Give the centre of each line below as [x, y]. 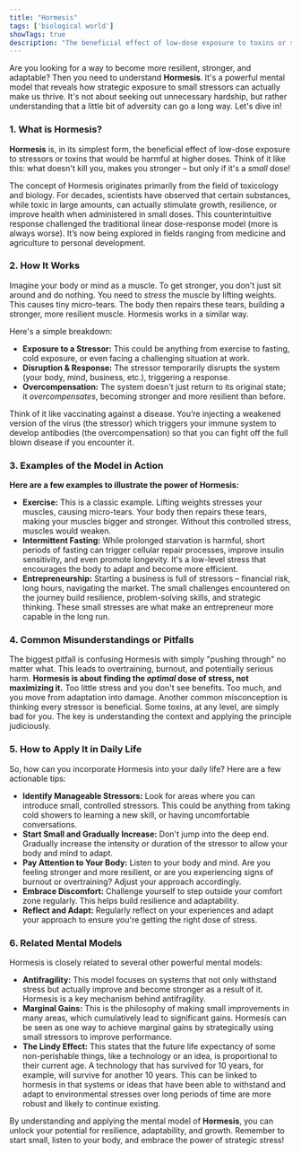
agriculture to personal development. [77, 242]
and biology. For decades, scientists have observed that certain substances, [150, 195]
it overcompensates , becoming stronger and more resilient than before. [154, 396]
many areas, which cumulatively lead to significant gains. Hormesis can [154, 1018]
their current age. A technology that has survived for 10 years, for [143, 1066]
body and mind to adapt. [68, 853]
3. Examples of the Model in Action [86, 465]
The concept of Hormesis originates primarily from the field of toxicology [144, 186]
